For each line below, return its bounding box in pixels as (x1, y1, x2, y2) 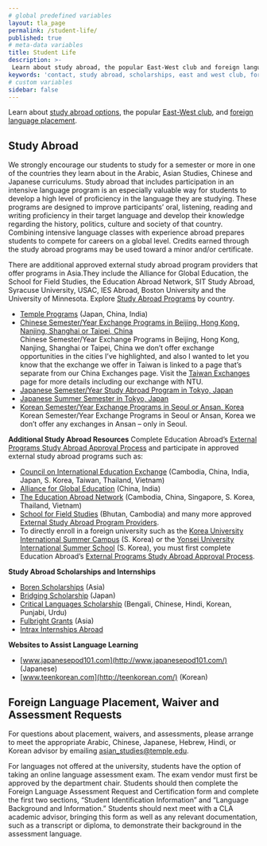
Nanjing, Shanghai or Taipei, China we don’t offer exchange (19, 343, 215, 353)
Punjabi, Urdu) (19, 608, 68, 618)
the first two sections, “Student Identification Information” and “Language (8, 795, 249, 805)
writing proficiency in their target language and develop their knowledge (8, 211, 245, 220)
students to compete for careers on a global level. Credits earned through (8, 236, 250, 246)
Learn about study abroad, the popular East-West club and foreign (11, 64, 240, 72)
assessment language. (8, 829, 82, 838)
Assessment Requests (8, 708, 122, 721)
